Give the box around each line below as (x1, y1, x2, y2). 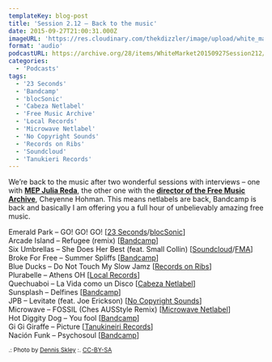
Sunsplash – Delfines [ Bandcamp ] (8, 287, 121, 297)
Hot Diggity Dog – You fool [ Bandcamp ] (8, 313, 140, 323)
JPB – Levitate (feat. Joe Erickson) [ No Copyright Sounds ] (8, 296, 202, 306)
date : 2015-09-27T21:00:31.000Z (8, 27, 117, 35)
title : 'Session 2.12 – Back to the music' (8, 19, 158, 28)
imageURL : (8, 34, 42, 43)
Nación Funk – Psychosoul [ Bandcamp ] (8, 330, 140, 340)
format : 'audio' (8, 42, 63, 50)
